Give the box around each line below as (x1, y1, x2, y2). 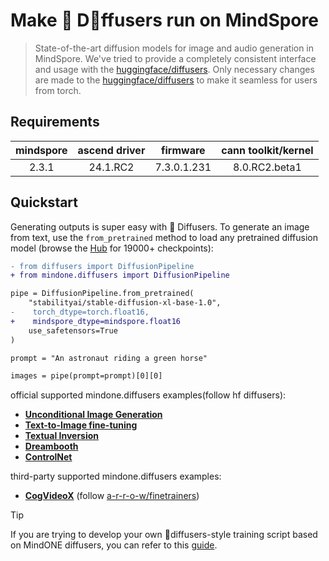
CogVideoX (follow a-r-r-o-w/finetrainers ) (24, 490, 200, 502)
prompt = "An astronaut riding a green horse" (10, 353, 208, 363)
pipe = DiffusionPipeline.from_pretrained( (10, 289, 195, 299)
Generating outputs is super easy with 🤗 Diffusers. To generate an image (10, 220, 310, 233)
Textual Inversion (24, 430, 100, 442)
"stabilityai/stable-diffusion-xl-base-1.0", (28, 298, 222, 308)
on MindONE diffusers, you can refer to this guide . (10, 539, 218, 551)
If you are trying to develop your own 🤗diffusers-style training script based (10, 529, 318, 541)
